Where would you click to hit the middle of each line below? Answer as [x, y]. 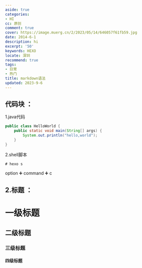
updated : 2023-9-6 [24, 83]
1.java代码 [15, 117]
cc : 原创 [13, 23]
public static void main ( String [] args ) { [58, 131]
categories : [17, 14]
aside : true [17, 10]
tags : [11, 65]
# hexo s [14, 164]
